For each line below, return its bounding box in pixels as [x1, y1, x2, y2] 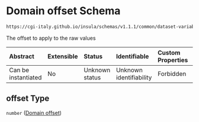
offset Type [6, 94, 50, 104]
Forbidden [158, 69, 187, 78]
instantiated [9, 73, 42, 81]
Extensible [47, 52, 78, 60]
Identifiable [115, 52, 149, 60]
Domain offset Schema [6, 4, 121, 18]
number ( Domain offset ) [6, 109, 62, 116]
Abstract [9, 52, 34, 60]
